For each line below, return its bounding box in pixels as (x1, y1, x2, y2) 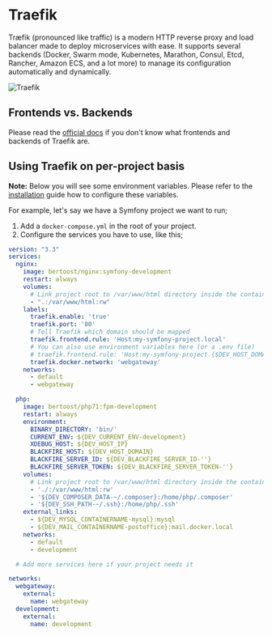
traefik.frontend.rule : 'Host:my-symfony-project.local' (29, 336, 227, 344)
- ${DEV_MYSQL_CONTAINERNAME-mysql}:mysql (29, 515, 176, 524)
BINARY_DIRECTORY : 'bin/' (29, 425, 117, 434)
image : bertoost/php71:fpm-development (23, 403, 158, 411)
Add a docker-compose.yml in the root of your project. (19, 221, 197, 231)
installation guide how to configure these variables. (8, 189, 179, 199)
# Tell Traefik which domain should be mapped (29, 328, 190, 337)
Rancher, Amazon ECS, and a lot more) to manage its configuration (8, 58, 232, 68)
